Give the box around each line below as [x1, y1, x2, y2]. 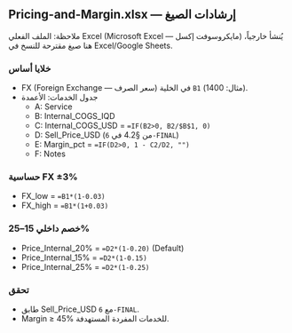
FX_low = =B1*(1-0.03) [20, 191, 106, 202]
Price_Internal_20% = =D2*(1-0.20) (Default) [20, 242, 185, 253]
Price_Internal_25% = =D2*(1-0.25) [20, 261, 150, 272]
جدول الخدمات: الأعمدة [20, 92, 99, 103]
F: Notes [34, 148, 66, 159]
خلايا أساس [8, 62, 51, 75]
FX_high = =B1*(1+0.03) [20, 200, 109, 211]
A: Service [34, 101, 73, 112]
